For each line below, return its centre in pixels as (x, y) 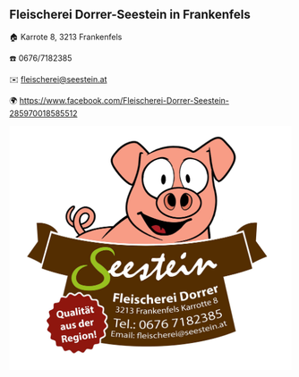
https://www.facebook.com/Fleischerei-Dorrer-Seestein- (124, 100)
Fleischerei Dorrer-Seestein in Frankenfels (130, 15)
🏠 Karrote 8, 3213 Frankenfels (66, 37)
